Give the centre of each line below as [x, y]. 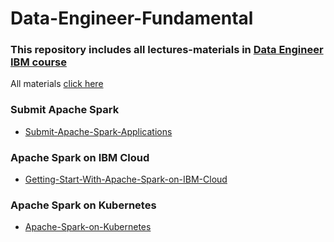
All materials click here [57, 84]
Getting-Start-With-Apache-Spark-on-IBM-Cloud [126, 179]
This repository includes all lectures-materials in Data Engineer [167, 50]
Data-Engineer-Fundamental [132, 18]
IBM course [38, 62]
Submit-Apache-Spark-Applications [98, 131]
